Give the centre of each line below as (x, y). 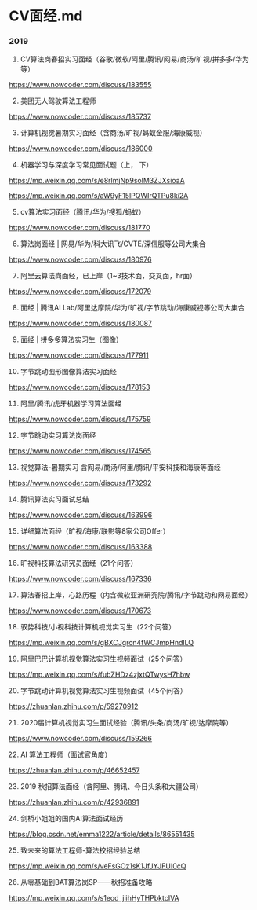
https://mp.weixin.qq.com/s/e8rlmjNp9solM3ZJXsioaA (97, 181)
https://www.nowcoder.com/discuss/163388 (81, 547)
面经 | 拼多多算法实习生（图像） (72, 339)
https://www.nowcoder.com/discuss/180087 (80, 324)
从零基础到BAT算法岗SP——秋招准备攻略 (86, 882)
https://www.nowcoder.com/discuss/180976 (80, 259)
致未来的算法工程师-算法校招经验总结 (80, 850)
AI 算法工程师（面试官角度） (66, 754)
